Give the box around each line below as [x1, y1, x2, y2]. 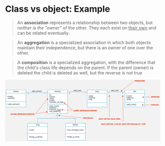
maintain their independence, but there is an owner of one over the [17, 45, 153, 50]
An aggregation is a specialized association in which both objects [17, 39, 151, 45]
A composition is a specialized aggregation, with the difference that [17, 59, 156, 65]
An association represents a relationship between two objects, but [17, 20, 153, 25]
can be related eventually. [17, 30, 70, 36]
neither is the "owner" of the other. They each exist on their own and [17, 24, 157, 30]
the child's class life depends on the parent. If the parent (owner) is [17, 65, 154, 71]
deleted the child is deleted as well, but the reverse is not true [17, 70, 143, 75]
